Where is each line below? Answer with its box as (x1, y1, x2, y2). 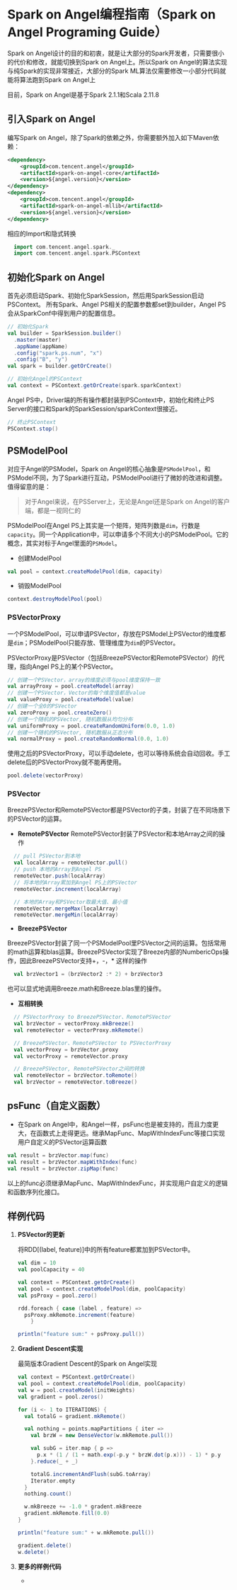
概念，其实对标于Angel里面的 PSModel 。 (7, 538, 122, 547)
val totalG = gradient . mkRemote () (24, 1412, 126, 1419)
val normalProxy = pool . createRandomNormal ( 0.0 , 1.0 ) (7, 735, 170, 743)
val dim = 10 (17, 1260, 57, 1267)
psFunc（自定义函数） (7, 1100, 106, 1112)
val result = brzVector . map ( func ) (7, 1151, 110, 1159)
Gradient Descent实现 (17, 1344, 83, 1353)
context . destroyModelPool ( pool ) (7, 596, 103, 603)
